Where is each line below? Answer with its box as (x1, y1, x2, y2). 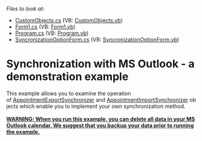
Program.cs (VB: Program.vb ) (15, 30, 89, 37)
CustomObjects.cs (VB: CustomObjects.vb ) (15, 17, 123, 23)
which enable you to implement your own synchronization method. (19, 102, 186, 110)
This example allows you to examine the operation (6, 90, 131, 97)
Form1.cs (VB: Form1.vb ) (15, 23, 76, 30)
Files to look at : (6, 5, 45, 12)
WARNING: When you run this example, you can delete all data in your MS (6, 115, 195, 122)
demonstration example (6, 70, 129, 84)
